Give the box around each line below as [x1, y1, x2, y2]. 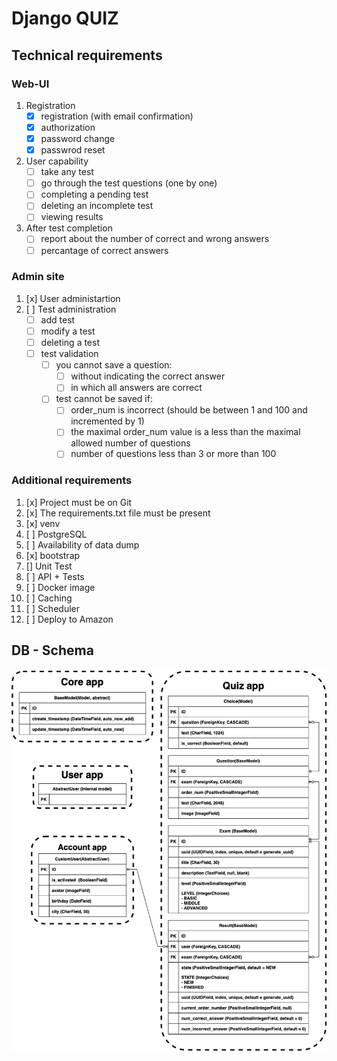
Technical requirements [11, 47, 163, 64]
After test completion [25, 222, 113, 234]
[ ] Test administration [25, 303, 117, 315]
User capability [25, 155, 89, 167]
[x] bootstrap [25, 549, 81, 561]
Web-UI [11, 77, 50, 91]
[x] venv [25, 517, 61, 529]
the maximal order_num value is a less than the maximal [70, 426, 301, 438]
